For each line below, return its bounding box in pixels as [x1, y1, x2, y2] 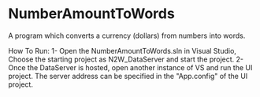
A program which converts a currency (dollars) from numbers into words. [8, 31, 246, 40]
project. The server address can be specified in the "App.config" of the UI [8, 71, 248, 80]
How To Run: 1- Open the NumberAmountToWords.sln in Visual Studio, [8, 46, 236, 55]
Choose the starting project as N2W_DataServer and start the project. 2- [8, 54, 244, 64]
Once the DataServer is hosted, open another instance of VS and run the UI [8, 62, 253, 72]
